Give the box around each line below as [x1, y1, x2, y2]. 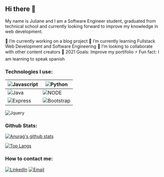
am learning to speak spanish [5, 56, 65, 62]
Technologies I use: [5, 68, 53, 75]
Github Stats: [5, 122, 38, 129]
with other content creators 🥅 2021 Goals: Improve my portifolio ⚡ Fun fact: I [5, 49, 159, 55]
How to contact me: [5, 155, 53, 162]
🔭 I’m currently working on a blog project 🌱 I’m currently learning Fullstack [5, 38, 156, 44]
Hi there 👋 [5, 5, 36, 13]
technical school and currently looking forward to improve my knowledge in [5, 23, 159, 29]
